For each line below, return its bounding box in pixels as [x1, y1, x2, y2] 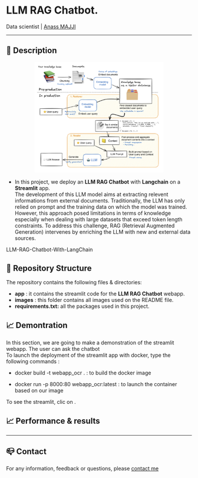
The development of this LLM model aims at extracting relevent [14, 191, 169, 198]
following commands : [6, 357, 60, 365]
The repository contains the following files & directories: [6, 279, 143, 286]
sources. [14, 235, 37, 242]
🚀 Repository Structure [6, 263, 92, 273]
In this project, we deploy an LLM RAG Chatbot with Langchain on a [14, 178, 181, 185]
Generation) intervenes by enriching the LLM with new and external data [14, 228, 191, 235]
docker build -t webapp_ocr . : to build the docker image [14, 369, 151, 376]
